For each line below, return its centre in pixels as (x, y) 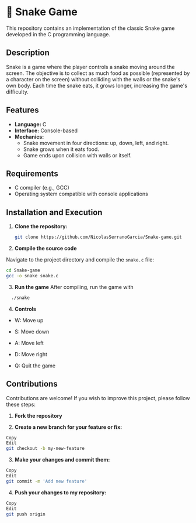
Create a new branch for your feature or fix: (68, 427)
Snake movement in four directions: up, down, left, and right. (96, 143)
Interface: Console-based (46, 130)
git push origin (26, 514)
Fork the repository (38, 415)
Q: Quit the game (35, 366)
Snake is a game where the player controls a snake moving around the (90, 67)
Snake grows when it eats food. (61, 149)
